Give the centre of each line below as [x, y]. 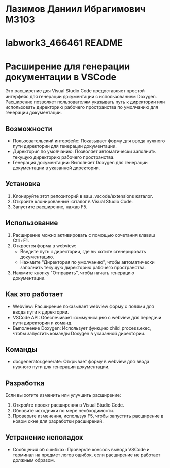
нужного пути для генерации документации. [61, 367]
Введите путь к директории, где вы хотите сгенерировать [83, 251]
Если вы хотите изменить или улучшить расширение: [63, 395]
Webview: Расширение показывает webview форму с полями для [83, 306]
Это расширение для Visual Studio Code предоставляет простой [75, 91]
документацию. [37, 257]
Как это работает [34, 294]
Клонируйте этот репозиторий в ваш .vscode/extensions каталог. [83, 196]
